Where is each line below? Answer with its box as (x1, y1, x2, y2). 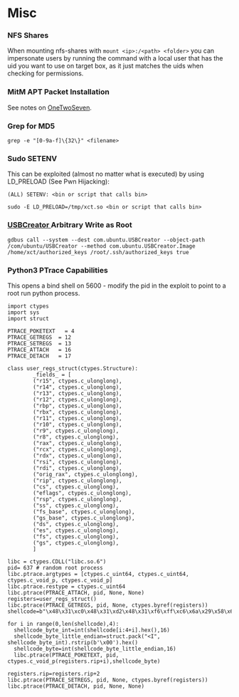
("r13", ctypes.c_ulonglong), (33, 389, 122, 397)
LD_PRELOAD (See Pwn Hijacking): (7, 177, 110, 186)
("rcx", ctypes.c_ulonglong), (33, 446, 122, 453)
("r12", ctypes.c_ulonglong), (33, 396, 122, 403)
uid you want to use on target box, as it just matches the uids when (7, 62, 204, 70)
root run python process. (7, 288, 80, 297)
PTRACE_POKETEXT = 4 (7, 327, 75, 335)
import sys (7, 308, 40, 316)
